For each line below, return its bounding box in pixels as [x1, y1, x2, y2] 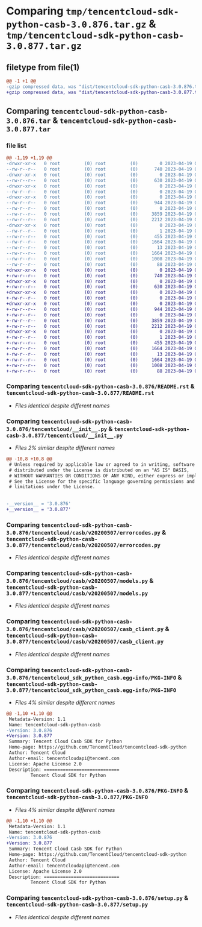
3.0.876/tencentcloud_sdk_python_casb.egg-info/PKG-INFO [6, 674, 177, 681]
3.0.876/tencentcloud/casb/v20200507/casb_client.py [6, 626, 164, 633]
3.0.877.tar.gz [6, 40, 82, 52]
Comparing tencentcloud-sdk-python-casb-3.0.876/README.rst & [6, 382, 195, 391]
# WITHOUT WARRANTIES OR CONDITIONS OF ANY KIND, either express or [8, 473, 185, 479]
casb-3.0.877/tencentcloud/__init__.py [6, 432, 123, 439]
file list [6, 141, 27, 149]
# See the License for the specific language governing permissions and [8, 478, 195, 485]
